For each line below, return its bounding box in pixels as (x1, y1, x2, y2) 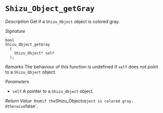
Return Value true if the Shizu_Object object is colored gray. (5, 98, 134, 104)
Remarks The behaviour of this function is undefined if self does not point (5, 63, 159, 69)
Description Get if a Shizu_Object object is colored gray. (5, 18, 120, 24)
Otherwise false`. (5, 103, 38, 109)
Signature (5, 28, 25, 34)
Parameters (5, 78, 29, 84)
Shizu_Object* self (14, 51, 55, 56)
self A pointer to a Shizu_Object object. (12, 88, 94, 94)
